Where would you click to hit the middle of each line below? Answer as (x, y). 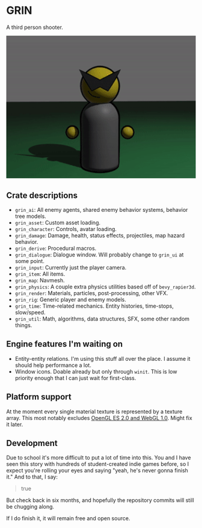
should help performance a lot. (53, 365)
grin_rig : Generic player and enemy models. (70, 299)
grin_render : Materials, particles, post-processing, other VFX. (91, 293)
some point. (30, 261)
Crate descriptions (42, 195)
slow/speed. (30, 312)
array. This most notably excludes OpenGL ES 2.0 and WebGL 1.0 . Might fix (99, 418)
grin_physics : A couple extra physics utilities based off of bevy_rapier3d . (105, 287)
